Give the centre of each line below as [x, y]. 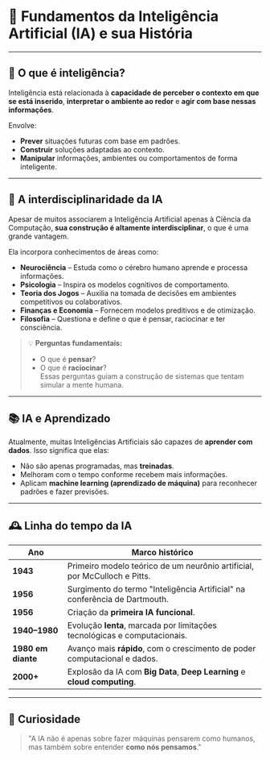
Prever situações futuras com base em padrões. [100, 141]
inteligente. [39, 166]
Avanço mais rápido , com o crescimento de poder [162, 649]
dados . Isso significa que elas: [59, 451]
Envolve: [22, 125]
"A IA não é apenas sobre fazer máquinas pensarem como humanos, [141, 738]
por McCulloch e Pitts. [109, 576]
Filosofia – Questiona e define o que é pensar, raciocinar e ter [123, 318]
